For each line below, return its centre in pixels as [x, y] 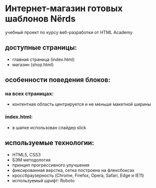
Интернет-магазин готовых [64, 9]
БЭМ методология [31, 160]
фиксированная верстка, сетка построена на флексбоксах [73, 170]
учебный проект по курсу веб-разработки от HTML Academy [69, 32]
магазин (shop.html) [33, 64]
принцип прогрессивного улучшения [51, 165]
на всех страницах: [29, 94]
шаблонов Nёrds [40, 19]
